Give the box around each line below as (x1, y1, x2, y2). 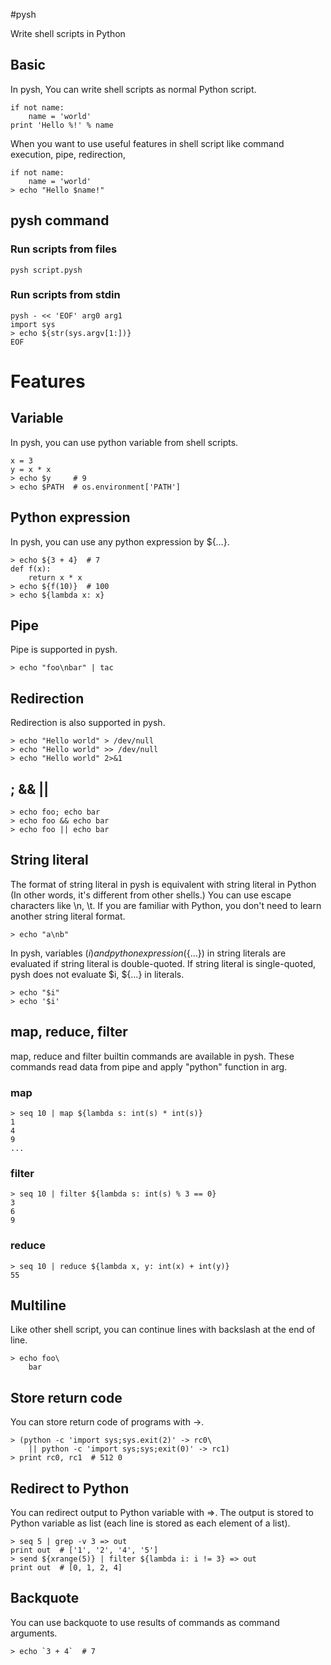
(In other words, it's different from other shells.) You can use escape (10, 889, 292, 901)
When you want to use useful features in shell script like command (10, 137, 285, 149)
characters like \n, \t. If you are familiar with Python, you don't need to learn (10, 899, 322, 911)
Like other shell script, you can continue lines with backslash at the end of (10, 1324, 316, 1336)
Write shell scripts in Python (10, 28, 126, 39)
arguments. (10, 1627, 58, 1639)
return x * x (28, 572, 83, 583)
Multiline (10, 1297, 67, 1314)
